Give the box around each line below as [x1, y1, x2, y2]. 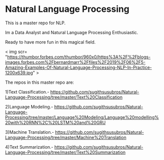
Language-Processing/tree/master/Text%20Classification [5, 94, 123, 100]
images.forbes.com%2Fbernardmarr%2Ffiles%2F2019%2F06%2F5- [5, 59, 146, 65]
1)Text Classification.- [5, 89, 49, 95]
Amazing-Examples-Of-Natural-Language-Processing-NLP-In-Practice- [5, 64, 152, 70]
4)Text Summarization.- [5, 144, 53, 150]
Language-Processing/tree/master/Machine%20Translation [5, 134, 127, 140]
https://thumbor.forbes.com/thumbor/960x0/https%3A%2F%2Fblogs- [7, 53, 151, 60]
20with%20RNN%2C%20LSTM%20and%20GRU [5, 119, 106, 125]
